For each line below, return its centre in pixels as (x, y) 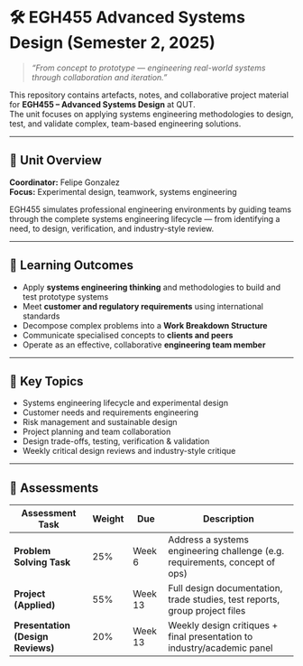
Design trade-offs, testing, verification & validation (116, 441)
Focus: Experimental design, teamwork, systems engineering (123, 191)
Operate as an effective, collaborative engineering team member (144, 345)
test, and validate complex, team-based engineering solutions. (125, 124)
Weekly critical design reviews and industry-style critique (129, 451)
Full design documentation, (225, 588)
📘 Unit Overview (55, 160)
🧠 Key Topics (46, 381)
